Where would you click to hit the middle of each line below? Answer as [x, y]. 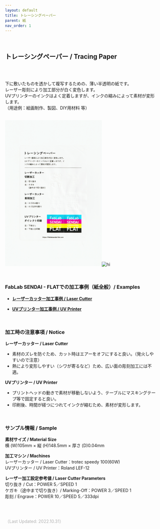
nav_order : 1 [18, 26]
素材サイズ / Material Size [31, 440]
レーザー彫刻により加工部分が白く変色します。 [51, 90]
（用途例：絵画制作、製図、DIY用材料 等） [47, 108]
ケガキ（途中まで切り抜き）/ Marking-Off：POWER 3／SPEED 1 [68, 491]
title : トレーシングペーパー [31, 15]
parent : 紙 [16, 20]
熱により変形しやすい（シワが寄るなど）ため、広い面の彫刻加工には [80, 366]
